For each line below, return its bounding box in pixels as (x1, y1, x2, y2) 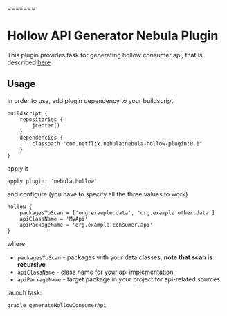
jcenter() (32, 122, 60, 129)
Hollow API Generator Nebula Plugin (7, 28, 219, 44)
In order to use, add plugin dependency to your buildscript (7, 96, 174, 104)
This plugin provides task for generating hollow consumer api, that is (7, 50, 203, 59)
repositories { (19, 115, 64, 123)
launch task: (7, 288, 42, 297)
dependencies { (19, 134, 64, 141)
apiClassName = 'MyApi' (19, 215, 89, 222)
